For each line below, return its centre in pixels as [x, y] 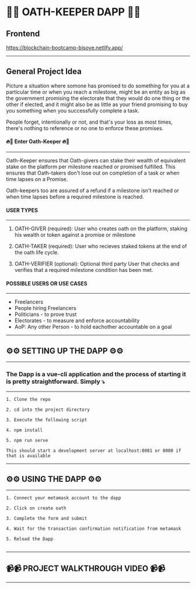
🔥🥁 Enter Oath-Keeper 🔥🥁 [38, 142]
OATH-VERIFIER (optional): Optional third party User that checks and [97, 264]
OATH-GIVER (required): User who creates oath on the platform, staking [101, 229]
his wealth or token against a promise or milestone [75, 235]
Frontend [23, 34]
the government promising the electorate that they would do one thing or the [98, 98]
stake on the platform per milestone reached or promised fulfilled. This [91, 167]
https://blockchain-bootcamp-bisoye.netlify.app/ [65, 47]
